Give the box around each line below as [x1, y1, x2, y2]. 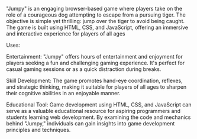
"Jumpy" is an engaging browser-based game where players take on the [6, 5, 182, 12]
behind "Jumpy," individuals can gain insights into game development [6, 120, 175, 127]
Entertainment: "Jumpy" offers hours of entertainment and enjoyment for [6, 53, 183, 60]
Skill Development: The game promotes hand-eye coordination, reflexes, [6, 77, 183, 84]
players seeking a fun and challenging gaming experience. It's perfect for [6, 59, 185, 66]
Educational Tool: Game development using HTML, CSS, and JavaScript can [6, 101, 192, 108]
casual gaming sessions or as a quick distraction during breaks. [6, 66, 162, 73]
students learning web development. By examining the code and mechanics [6, 114, 191, 121]
